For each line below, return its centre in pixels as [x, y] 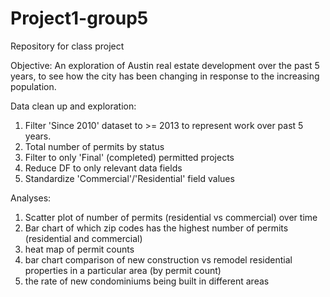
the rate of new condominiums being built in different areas [147, 281]
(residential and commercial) [83, 238]
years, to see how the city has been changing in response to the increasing [165, 76]
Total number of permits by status [94, 146]
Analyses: [31, 198]
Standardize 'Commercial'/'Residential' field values [129, 178]
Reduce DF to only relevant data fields [103, 168]
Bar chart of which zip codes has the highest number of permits [156, 228]
